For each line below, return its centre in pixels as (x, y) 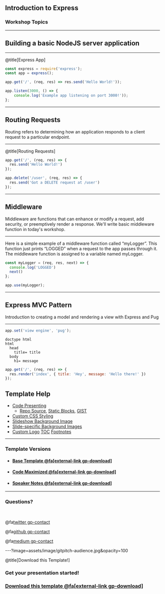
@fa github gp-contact (27, 531)
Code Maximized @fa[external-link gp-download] (64, 472)
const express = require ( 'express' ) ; (44, 69)
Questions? (19, 502)
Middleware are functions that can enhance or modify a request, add (75, 219)
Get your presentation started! (42, 572)
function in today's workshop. (35, 229)
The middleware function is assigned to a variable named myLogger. (74, 254)
